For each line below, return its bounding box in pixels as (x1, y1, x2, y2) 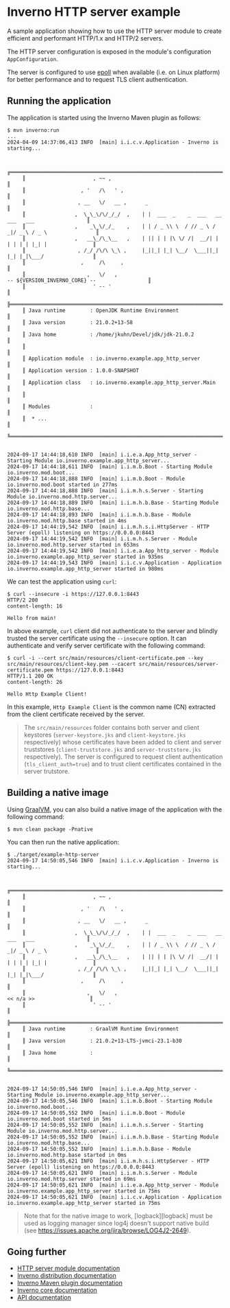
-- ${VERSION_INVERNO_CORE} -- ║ (7, 277, 152, 284)
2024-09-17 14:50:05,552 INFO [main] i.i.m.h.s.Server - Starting (7, 1121, 204, 1128)
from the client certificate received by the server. (7, 710, 145, 718)
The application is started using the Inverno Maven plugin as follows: (7, 113, 201, 122)
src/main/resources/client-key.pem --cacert (7, 661, 136, 667)
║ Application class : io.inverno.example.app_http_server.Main (22, 379, 216, 386)
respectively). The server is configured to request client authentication (23, 753, 223, 761)
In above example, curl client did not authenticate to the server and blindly (7, 626, 218, 635)
